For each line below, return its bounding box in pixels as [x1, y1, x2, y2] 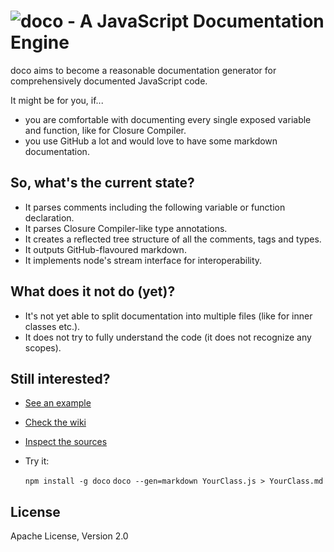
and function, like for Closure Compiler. [24, 124, 187, 136]
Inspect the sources [24, 436, 108, 448]
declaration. [24, 211, 75, 224]
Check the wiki [24, 416, 87, 429]
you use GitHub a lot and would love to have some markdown [24, 135, 278, 147]
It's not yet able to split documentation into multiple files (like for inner [24, 310, 313, 322]
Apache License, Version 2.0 [10, 530, 129, 542]
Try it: [24, 455, 50, 467]
